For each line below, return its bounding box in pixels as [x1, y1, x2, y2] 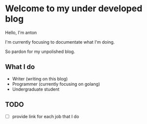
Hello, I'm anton [5, 29, 37, 35]
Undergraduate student [12, 86, 60, 92]
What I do [5, 63, 35, 71]
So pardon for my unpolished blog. [5, 49, 75, 54]
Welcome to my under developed [5, 3, 143, 14]
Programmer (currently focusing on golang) [12, 81, 100, 87]
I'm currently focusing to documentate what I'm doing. [5, 39, 115, 45]
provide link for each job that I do [12, 113, 79, 119]
